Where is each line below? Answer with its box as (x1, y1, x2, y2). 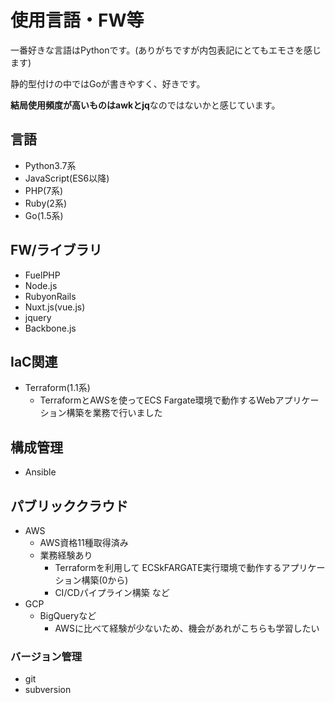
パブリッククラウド (10, 497, 129, 515)
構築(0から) (81, 574, 129, 586)
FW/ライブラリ (10, 242, 103, 259)
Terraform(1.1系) (24, 382, 91, 394)
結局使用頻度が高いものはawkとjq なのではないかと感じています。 (10, 99, 281, 111)
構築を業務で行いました (66, 407, 163, 419)
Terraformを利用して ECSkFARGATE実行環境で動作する (54, 562, 282, 573)
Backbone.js (24, 322, 77, 334)
